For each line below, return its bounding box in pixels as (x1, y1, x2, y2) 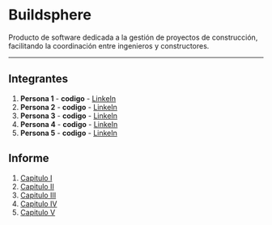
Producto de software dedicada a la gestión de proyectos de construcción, (8, 32, 258, 42)
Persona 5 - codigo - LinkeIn (19, 128, 117, 138)
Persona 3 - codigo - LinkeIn (19, 111, 118, 121)
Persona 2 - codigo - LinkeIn (19, 102, 117, 112)
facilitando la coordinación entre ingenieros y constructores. (8, 40, 210, 50)
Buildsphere (8, 6, 91, 24)
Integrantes (8, 72, 69, 86)
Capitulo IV (19, 198, 57, 208)
